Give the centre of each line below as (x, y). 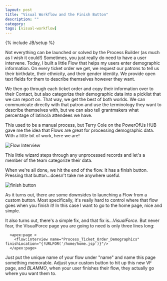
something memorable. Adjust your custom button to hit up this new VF (78, 263)
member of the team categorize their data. (49, 160)
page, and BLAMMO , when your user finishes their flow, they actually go (80, 268)
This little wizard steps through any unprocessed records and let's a (75, 155)
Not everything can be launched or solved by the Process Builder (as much (82, 53)
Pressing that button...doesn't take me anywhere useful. (63, 175)
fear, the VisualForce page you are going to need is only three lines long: (80, 226)
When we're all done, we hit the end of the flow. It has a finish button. (77, 170)
